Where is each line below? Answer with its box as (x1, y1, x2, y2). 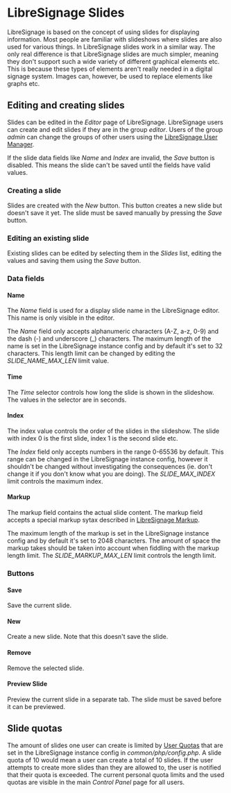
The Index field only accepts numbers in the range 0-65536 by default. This (7, 447, 224, 456)
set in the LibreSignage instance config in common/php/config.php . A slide (7, 748, 222, 757)
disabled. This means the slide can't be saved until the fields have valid (7, 161, 211, 169)
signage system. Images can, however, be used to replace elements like (7, 71, 213, 80)
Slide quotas (7, 723, 62, 735)
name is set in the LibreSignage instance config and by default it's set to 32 (7, 342, 223, 350)
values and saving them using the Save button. (7, 257, 142, 265)
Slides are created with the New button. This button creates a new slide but (7, 201, 223, 210)
